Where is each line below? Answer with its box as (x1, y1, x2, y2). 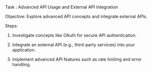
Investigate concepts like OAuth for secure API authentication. (12, 33, 137, 38)
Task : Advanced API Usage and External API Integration (5, 4, 118, 10)
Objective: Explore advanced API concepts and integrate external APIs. (5, 14, 148, 19)
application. (12, 47, 36, 53)
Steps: (5, 23, 18, 29)
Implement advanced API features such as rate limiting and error (12, 56, 142, 62)
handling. (12, 62, 31, 67)
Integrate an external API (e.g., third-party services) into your (12, 42, 135, 48)
